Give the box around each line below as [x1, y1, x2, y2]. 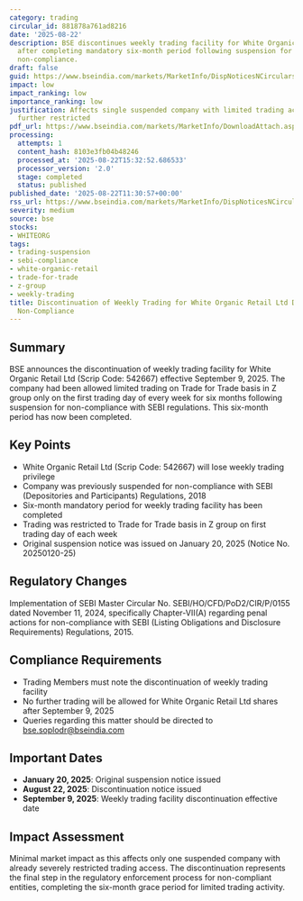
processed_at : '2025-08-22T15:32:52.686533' [17, 155, 188, 165]
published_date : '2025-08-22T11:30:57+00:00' [9, 189, 183, 198]
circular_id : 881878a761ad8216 [9, 22, 127, 31]
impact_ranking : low [9, 88, 87, 97]
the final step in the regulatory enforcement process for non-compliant [9, 872, 272, 883]
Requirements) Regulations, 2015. [9, 626, 134, 637]
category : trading [9, 13, 78, 23]
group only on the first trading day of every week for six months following [9, 393, 282, 404]
